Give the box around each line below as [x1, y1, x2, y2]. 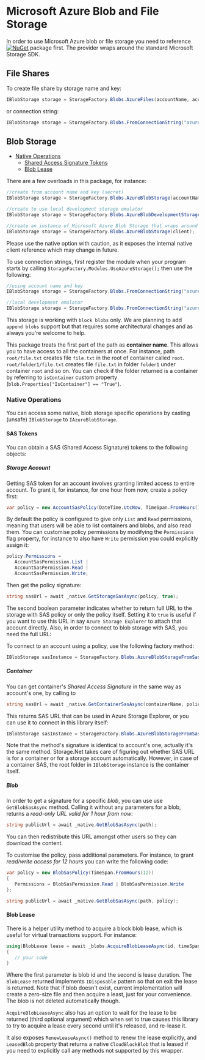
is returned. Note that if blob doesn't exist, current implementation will [6, 984, 182, 991]
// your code [14, 954, 48, 961]
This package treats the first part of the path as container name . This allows [6, 341, 199, 348]
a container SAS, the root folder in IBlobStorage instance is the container [6, 761, 189, 769]
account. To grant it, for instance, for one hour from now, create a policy [6, 486, 188, 494]
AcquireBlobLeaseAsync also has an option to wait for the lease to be [6, 1009, 177, 1017]
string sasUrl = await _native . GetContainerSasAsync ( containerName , [6, 701, 184, 707]
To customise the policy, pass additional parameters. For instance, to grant [6, 851, 194, 859]
